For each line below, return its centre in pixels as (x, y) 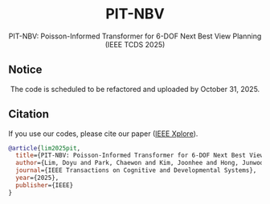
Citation (29, 114)
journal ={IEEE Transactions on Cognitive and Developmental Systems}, (136, 170)
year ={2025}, (37, 178)
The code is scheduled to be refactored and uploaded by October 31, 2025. (135, 89)
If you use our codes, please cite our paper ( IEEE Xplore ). (103, 134)
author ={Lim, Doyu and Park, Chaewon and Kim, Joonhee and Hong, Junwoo (140, 163)
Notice (25, 70)
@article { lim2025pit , (45, 148)
